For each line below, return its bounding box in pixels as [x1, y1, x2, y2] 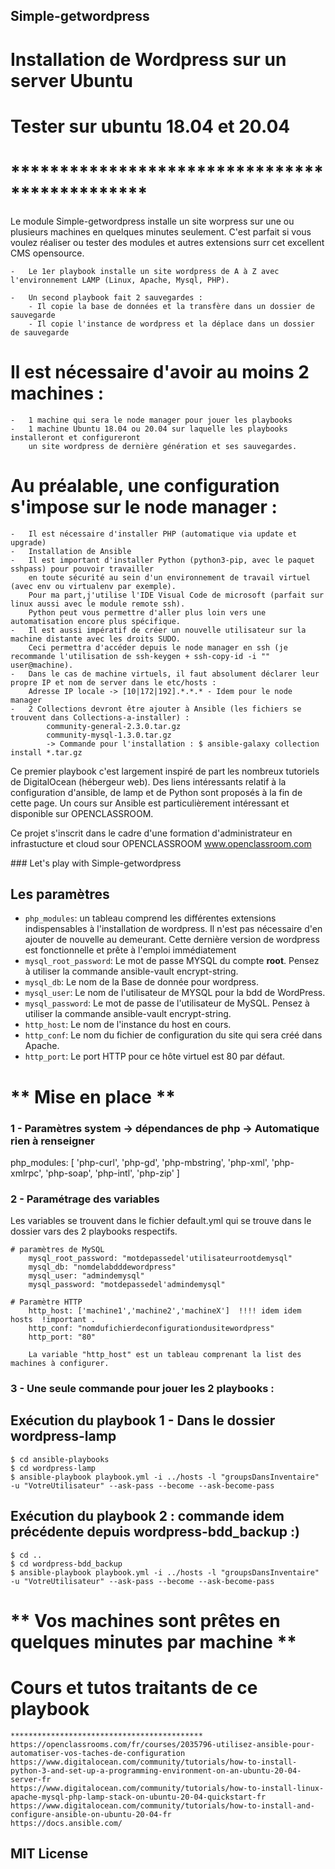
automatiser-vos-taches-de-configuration [10, 1748, 186, 1758]
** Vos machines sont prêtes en [10, 1609, 281, 1632]
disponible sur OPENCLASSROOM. [10, 807, 154, 819]
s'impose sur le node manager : [10, 495, 278, 518]
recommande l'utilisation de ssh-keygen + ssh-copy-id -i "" [10, 651, 271, 661]
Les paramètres [10, 885, 110, 903]
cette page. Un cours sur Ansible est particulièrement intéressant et [10, 797, 290, 809]
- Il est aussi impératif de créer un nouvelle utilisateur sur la [10, 625, 307, 635]
